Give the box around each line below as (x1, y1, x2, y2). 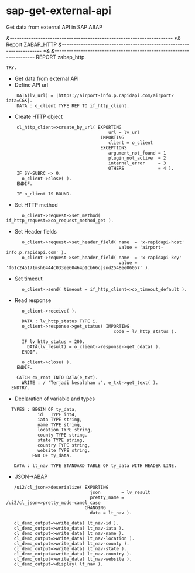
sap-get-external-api (6, 4, 111, 18)
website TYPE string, (37, 447, 91, 453)
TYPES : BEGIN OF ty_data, (11, 406, 77, 412)
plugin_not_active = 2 (108, 155, 166, 161)
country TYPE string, (37, 442, 91, 448)
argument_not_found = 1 (108, 150, 166, 156)
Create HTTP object (14, 113, 63, 120)
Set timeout (14, 275, 43, 282)
